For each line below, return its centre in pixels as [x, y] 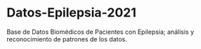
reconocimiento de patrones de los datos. [67, 39]
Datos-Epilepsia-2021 [71, 13]
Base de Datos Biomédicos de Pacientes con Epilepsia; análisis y [100, 32]
